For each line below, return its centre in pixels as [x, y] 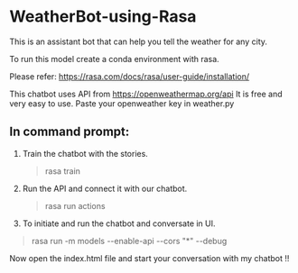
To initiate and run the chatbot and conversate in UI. [119, 223]
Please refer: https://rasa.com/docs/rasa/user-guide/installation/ [130, 76]
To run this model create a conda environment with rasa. [114, 59]
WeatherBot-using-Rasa [103, 17]
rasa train [63, 171]
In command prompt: [70, 132]
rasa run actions [75, 205]
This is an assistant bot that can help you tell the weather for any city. [139, 41]
